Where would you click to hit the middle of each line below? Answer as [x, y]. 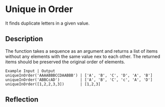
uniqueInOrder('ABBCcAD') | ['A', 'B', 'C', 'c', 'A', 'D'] [79, 80]
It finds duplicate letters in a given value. [48, 23]
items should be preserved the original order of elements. [65, 62]
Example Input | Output [30, 71]
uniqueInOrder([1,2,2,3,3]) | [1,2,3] [53, 84]
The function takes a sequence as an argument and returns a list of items [81, 51]
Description [24, 39]
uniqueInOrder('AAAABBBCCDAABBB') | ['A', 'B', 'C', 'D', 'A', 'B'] [79, 75]
